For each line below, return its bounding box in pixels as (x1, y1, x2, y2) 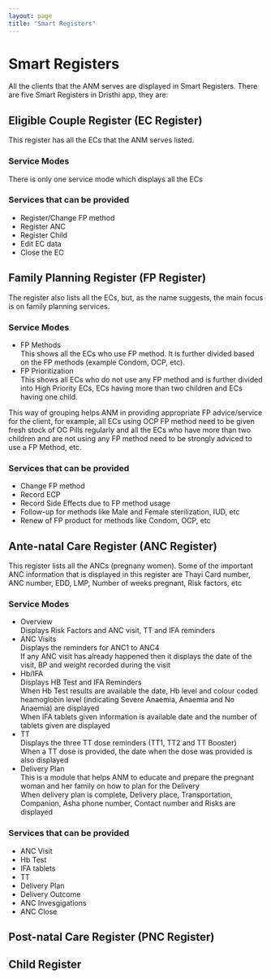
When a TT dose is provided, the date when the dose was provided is (19, 746, 253, 757)
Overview (19, 617, 53, 627)
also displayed (19, 755, 69, 765)
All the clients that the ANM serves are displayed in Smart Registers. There (8, 81, 258, 91)
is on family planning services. (8, 301, 110, 311)
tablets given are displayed (19, 721, 111, 731)
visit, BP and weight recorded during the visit (19, 660, 171, 670)
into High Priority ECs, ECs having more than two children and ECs (19, 383, 243, 393)
